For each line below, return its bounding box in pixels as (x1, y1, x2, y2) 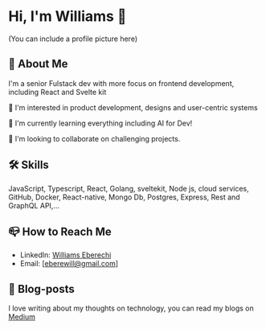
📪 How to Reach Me (8, 224, 112, 238)
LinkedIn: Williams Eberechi (19, 250, 112, 260)
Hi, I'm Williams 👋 (8, 7, 127, 26)
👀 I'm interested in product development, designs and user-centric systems (8, 102, 259, 112)
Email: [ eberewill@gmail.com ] (19, 259, 119, 269)
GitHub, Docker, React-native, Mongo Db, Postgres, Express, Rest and (8, 192, 240, 202)
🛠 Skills (8, 158, 50, 172)
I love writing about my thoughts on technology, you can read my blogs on (8, 303, 255, 313)
